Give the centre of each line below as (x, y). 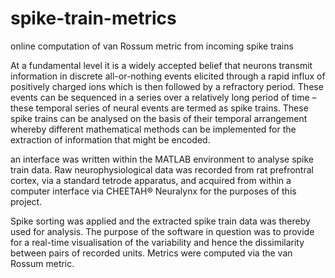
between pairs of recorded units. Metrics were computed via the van (151, 253)
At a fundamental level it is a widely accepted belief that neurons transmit (161, 65)
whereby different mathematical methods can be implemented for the (153, 129)
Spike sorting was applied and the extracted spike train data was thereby (160, 221)
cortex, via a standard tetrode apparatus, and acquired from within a (151, 180)
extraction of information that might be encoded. (110, 139)
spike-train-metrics (93, 18)
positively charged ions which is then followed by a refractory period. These (167, 86)
